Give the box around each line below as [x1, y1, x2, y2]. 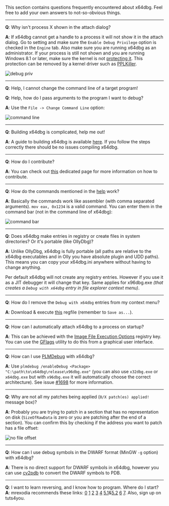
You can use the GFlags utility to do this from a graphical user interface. [5, 339, 154, 345]
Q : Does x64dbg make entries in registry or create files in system [5, 233, 140, 239]
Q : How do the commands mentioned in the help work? [5, 188, 120, 194]
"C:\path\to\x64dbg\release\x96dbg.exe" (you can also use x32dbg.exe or [5, 369, 158, 374]
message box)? [5, 399, 37, 405]
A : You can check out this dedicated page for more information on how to [5, 169, 158, 174]
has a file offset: [5, 425, 39, 431]
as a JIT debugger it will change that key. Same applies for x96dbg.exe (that [5, 280, 163, 285]
